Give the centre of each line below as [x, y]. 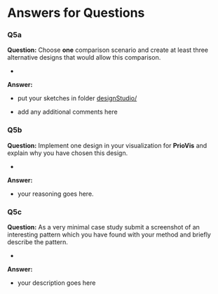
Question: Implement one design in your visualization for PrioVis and [107, 145]
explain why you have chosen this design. [68, 153]
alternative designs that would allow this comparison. [84, 58]
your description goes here [56, 283]
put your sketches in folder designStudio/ [77, 98]
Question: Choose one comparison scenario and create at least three [108, 50]
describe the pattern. [38, 242]
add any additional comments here [67, 112]
